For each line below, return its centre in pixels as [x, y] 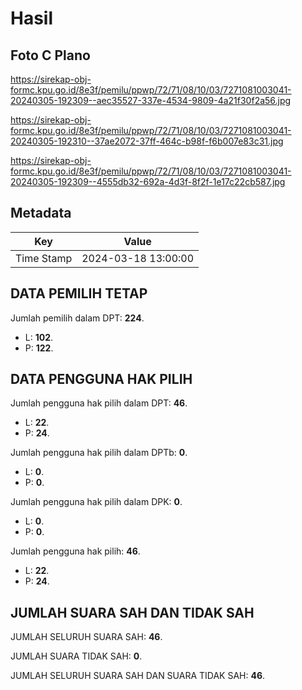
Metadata [41, 213]
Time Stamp [44, 258]
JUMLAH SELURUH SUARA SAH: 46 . [86, 637]
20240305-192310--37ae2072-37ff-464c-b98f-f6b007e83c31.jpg [147, 141]
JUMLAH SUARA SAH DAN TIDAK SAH [132, 612]
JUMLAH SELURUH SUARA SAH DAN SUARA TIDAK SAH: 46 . [138, 676]
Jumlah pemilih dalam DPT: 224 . [77, 318]
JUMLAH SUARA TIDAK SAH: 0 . [76, 656]
